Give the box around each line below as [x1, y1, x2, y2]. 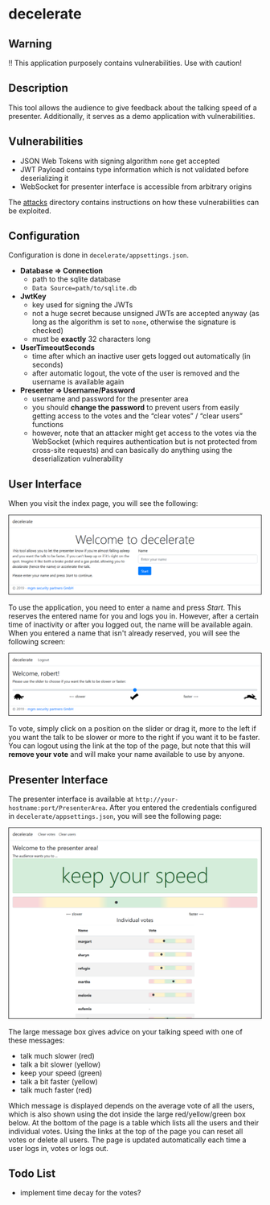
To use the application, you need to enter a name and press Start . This [8, 602, 242, 612]
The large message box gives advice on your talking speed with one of [8, 1026, 243, 1036]
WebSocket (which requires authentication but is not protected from [31, 437, 258, 446]
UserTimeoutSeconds [19, 343, 95, 352]
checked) [31, 326, 64, 335]
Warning [8, 37, 52, 51]
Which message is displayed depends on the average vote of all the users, [8, 1100, 255, 1110]
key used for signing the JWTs [31, 300, 133, 310]
